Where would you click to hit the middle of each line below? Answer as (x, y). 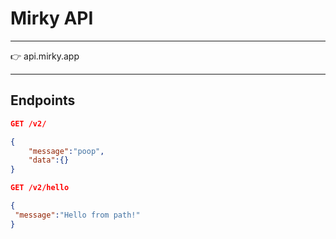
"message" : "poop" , (66, 151)
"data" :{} (49, 160)
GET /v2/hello (40, 188)
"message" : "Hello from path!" (77, 215)
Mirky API (52, 18)
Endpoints (43, 100)
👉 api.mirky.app (45, 56)
